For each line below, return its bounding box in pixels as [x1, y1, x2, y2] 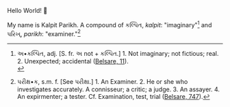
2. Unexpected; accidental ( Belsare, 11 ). [16, 57, 129, 65]
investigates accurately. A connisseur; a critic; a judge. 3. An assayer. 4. [16, 85, 220, 93]
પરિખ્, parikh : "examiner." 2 [7, 28, 81, 37]
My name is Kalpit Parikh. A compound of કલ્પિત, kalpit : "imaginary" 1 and [7, 20, 212, 29]
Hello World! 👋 [7, 7, 48, 14]
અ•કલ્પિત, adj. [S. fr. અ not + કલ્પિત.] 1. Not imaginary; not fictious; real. [16, 50, 219, 58]
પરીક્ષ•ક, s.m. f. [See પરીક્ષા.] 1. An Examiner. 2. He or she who [16, 78, 188, 86]
